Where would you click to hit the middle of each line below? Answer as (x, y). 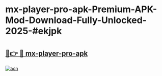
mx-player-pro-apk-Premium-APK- (81, 9)
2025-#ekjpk (34, 31)
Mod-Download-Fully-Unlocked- (76, 20)
